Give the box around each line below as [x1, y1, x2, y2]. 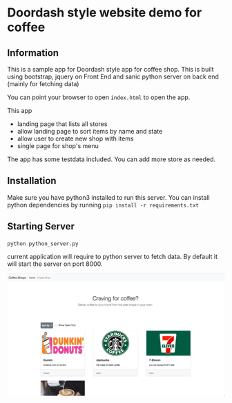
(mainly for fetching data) [7, 80, 79, 87]
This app [7, 107, 32, 114]
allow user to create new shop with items [17, 134, 134, 143]
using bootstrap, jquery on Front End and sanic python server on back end [7, 72, 220, 81]
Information [7, 47, 59, 59]
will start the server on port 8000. [7, 260, 103, 268]
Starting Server [7, 220, 75, 232]
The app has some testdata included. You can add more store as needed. [7, 155, 216, 163]
